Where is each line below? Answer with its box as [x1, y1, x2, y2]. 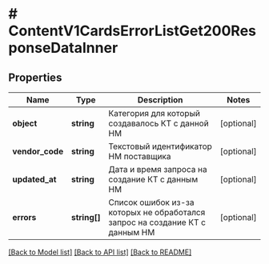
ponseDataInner [8, 39, 118, 57]
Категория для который [107, 108, 200, 118]
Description [137, 94, 183, 105]
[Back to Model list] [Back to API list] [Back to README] [8, 247, 192, 257]
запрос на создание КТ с [107, 217, 207, 228]
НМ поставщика [107, 151, 171, 162]
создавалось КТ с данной [107, 118, 210, 129]
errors [12, 212, 37, 222]
